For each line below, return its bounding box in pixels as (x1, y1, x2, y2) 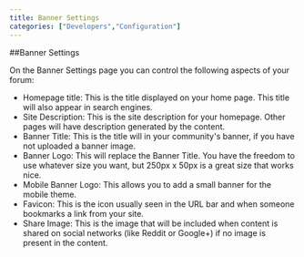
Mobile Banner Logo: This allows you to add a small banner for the (22, 179, 271, 190)
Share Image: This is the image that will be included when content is (22, 218, 279, 229)
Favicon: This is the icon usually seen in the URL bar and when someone (22, 198, 295, 210)
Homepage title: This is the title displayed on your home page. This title (22, 92, 289, 103)
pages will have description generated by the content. (22, 120, 226, 132)
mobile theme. (22, 189, 77, 200)
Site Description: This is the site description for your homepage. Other (22, 111, 286, 122)
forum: (9, 74, 35, 85)
